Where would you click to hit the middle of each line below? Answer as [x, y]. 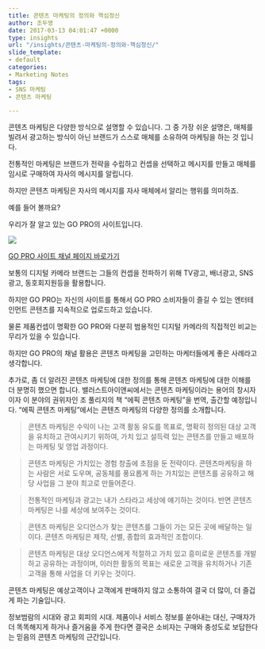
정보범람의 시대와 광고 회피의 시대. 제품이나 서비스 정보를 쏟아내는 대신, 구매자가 [132, 617]
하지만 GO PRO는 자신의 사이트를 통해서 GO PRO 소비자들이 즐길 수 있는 [121, 300]
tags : [17, 82]
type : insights [33, 38]
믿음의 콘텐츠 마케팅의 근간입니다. [68, 637]
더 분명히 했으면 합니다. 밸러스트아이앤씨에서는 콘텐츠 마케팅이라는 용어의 [122, 390]
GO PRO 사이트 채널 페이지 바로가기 [64, 256]
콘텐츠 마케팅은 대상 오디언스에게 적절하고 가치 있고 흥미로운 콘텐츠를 [134, 554]
